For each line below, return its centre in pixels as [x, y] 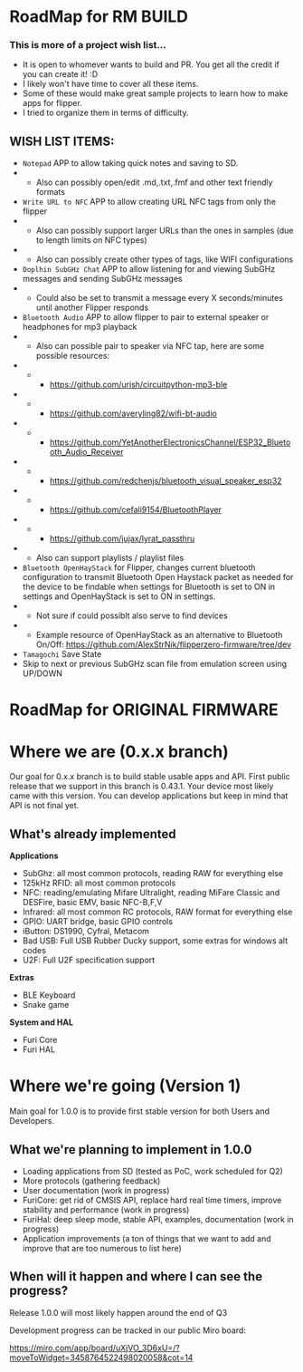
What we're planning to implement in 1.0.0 [131, 1150]
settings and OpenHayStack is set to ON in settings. [119, 596]
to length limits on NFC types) [91, 240]
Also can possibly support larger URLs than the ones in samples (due [165, 231]
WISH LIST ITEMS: [62, 141]
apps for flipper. [52, 103]
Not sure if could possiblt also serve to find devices [132, 616]
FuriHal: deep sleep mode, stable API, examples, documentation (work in [158, 1219]
